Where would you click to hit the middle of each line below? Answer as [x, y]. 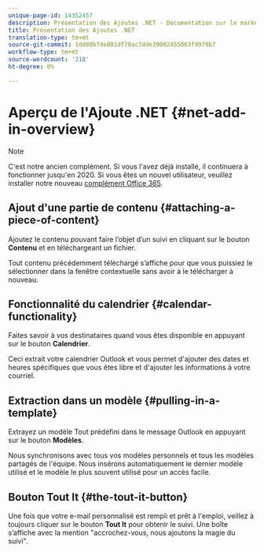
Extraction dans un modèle [75, 400]
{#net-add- [209, 112]
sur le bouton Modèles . [46, 440]
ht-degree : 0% [31, 67]
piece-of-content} [54, 220]
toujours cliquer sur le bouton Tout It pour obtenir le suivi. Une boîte [118, 524]
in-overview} [52, 129]
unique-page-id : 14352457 [50, 15]
